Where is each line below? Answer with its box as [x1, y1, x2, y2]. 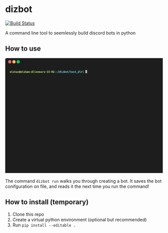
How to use [5, 44, 41, 53]
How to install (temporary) [5, 198, 89, 206]
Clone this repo [12, 211, 44, 217]
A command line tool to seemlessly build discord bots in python [5, 30, 136, 36]
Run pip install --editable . [12, 222, 76, 228]
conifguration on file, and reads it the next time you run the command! [5, 183, 149, 189]
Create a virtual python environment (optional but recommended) [12, 216, 147, 222]
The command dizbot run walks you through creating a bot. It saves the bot [5, 178, 162, 184]
